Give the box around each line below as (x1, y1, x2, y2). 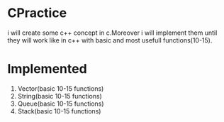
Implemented (7, 61, 87, 77)
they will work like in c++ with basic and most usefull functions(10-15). (7, 35, 213, 44)
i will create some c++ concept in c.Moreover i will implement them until (7, 28, 218, 37)
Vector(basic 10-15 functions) (17, 84, 104, 93)
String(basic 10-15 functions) (17, 91, 103, 100)
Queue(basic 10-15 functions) (17, 99, 104, 108)
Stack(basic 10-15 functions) (17, 106, 101, 115)
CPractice (7, 5, 67, 21)
